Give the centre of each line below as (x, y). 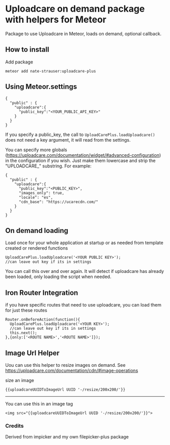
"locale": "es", (36, 197)
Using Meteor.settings (41, 87)
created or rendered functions (37, 248)
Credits (14, 426)
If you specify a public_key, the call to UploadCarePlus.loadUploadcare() (80, 134)
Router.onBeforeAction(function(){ (43, 320)
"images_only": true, (41, 193)
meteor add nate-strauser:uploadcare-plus (51, 71)
